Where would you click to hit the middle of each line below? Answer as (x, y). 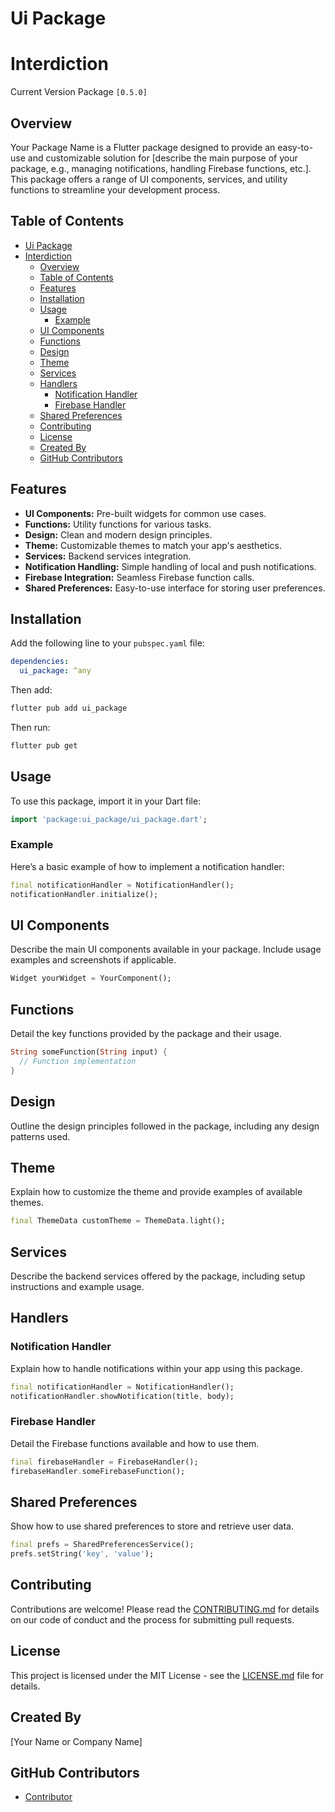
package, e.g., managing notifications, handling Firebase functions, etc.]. (161, 168)
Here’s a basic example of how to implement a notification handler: (147, 866)
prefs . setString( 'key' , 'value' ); (82, 1554)
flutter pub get (44, 746)
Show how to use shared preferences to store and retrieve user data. (152, 1526)
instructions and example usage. (77, 1287)
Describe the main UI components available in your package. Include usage (166, 949)
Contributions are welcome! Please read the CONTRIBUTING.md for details (165, 1609)
